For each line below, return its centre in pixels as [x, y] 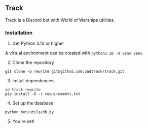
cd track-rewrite [23, 90]
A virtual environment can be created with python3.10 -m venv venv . [74, 53]
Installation [19, 32]
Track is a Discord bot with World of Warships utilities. [60, 20]
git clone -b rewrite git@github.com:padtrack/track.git [65, 72]
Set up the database [33, 103]
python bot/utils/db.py [30, 112]
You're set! [23, 121]
